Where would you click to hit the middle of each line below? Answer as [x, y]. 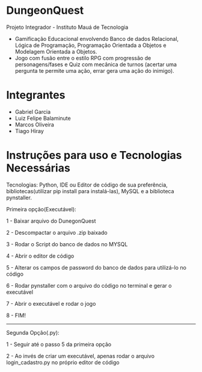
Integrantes [36, 95]
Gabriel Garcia [33, 111]
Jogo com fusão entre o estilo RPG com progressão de [83, 58]
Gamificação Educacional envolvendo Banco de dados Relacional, [97, 39]
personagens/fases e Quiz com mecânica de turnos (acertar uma [96, 64]
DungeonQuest [45, 11]
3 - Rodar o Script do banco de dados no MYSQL [67, 244]
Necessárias [38, 168]
